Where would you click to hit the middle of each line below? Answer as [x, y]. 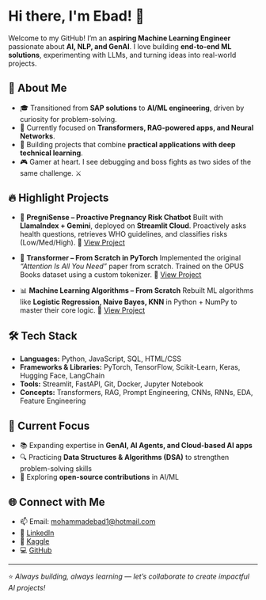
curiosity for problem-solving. [68, 119]
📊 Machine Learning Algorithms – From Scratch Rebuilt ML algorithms [137, 290]
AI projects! [27, 588]
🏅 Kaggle [34, 541]
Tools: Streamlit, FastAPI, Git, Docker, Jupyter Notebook [111, 384]
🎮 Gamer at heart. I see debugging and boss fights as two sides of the [135, 161]
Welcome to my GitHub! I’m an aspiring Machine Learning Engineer [120, 38]
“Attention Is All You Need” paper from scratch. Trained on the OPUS [131, 266]
